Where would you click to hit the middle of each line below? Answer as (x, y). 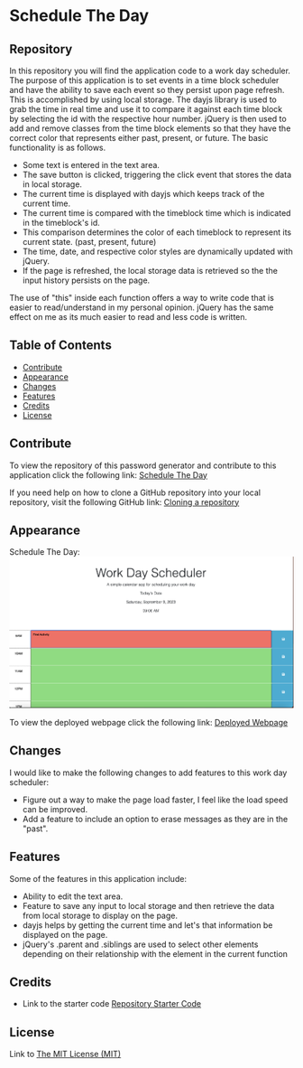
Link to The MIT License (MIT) (65, 1054)
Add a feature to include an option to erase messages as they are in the (155, 819)
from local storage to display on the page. (100, 915)
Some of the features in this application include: (98, 878)
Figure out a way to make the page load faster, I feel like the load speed (155, 800)
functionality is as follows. (58, 147)
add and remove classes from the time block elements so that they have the (150, 128)
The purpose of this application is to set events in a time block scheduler (144, 80)
